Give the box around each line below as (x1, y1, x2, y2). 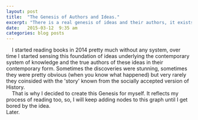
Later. (6, 109, 20, 116)
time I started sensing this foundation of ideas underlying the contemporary (6, 53, 190, 60)
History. (6, 84, 25, 91)
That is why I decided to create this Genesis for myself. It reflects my (11, 90, 179, 97)
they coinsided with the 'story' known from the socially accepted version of (6, 77, 190, 85)
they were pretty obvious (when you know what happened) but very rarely (6, 71, 187, 78)
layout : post (6, 8, 38, 15)
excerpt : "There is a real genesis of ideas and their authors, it (6, 19, 176, 25)
